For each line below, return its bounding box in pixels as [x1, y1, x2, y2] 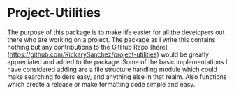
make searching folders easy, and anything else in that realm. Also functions [7, 72, 227, 81]
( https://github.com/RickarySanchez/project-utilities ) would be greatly [7, 50, 210, 59]
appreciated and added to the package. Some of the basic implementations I [7, 57, 228, 66]
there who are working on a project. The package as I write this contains [7, 35, 216, 43]
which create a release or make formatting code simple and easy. [7, 80, 196, 88]
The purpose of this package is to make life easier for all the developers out [7, 28, 225, 36]
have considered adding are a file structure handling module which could [7, 65, 218, 73]
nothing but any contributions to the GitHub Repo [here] [7, 43, 168, 51]
